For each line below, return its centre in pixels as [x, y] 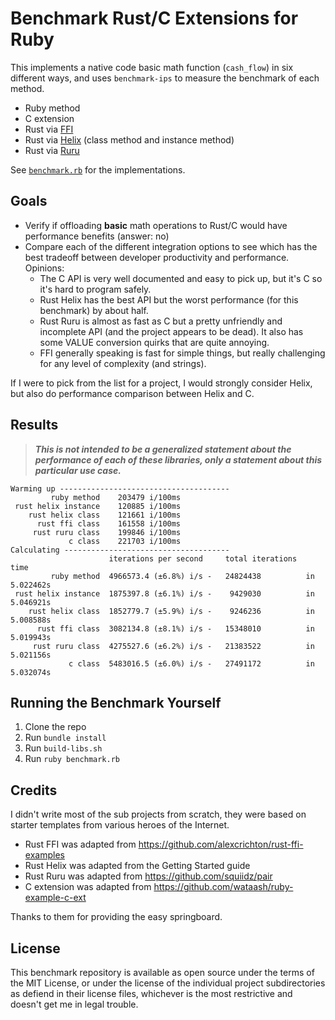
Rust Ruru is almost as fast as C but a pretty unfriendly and [161, 321]
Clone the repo [55, 727]
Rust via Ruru [52, 150]
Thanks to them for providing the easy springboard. [116, 917]
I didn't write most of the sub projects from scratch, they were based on [158, 814]
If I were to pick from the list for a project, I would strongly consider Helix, [161, 383]
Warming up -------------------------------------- [120, 488]
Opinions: [44, 268]
